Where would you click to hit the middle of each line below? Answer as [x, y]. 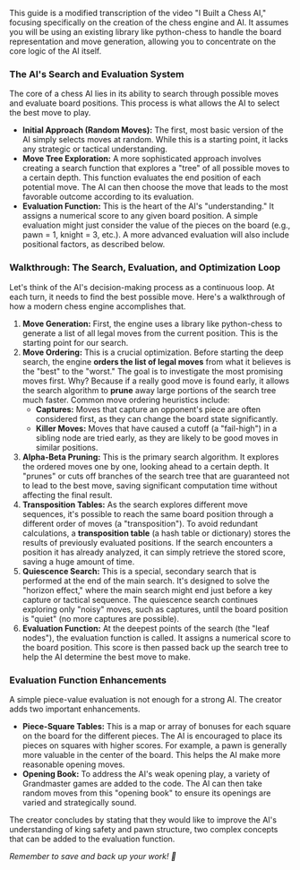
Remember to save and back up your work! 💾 [93, 856]
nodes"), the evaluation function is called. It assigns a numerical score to [156, 637]
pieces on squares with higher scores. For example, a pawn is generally [154, 745]
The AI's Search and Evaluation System [97, 73]
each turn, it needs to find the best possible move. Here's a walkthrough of [147, 297]
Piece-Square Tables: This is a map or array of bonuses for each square [156, 726]
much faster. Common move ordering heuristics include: [126, 400]
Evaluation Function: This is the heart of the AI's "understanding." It [148, 206]
